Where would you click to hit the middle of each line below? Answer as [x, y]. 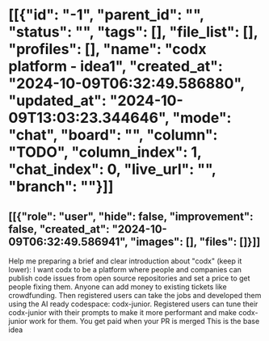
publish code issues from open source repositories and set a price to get [129, 278]
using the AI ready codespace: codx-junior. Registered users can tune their [133, 304]
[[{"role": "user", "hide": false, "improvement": [131, 216]
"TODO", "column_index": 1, [105, 152]
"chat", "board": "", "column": [113, 135]
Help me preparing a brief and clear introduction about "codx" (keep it [125, 261]
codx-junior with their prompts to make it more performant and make [122, 312]
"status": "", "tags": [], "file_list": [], [133, 32]
